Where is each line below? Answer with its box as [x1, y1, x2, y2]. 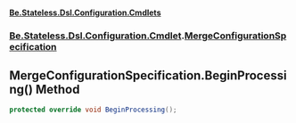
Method [35, 81, 80, 97]
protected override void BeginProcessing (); [9, 105, 177, 115]
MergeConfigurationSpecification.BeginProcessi [9, 68, 287, 83]
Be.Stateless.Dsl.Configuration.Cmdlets [9, 7, 161, 18]
